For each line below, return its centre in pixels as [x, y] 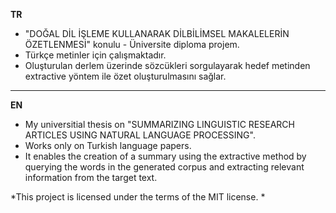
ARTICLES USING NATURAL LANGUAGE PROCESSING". [140, 135]
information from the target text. [91, 177]
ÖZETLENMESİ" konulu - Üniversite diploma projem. [132, 44]
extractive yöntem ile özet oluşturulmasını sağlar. [125, 76]
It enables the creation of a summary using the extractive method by [165, 156]
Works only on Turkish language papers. [108, 145]
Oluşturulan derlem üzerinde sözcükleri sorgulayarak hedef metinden [167, 65]
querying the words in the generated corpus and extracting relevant [164, 167]
